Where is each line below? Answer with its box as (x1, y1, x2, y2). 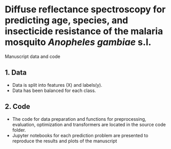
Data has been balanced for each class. (12, 87, 96, 94)
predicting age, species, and (5, 14, 129, 26)
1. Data (5, 68, 27, 77)
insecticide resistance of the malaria (5, 26, 163, 37)
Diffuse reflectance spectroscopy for (5, 4, 166, 15)
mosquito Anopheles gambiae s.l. (5, 36, 152, 48)
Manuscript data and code (5, 53, 60, 60)
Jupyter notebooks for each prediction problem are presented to (12, 132, 148, 138)
